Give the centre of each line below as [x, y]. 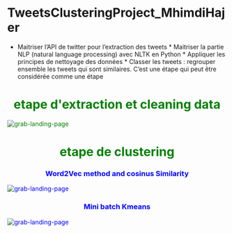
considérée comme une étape [60, 76]
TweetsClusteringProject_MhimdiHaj [116, 13]
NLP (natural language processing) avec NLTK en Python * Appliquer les [121, 54]
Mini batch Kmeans [117, 207]
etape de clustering [117, 152]
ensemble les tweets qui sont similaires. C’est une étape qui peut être [117, 69]
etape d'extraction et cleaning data [117, 105]
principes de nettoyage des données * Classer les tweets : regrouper [116, 61]
